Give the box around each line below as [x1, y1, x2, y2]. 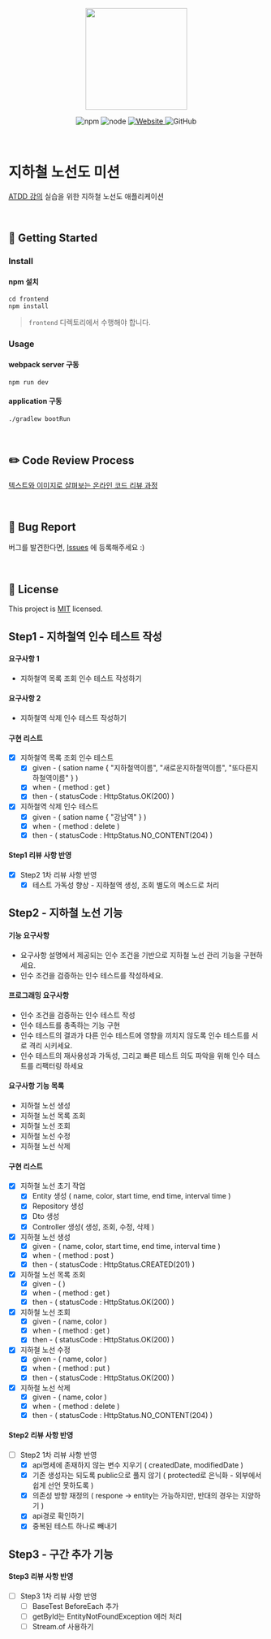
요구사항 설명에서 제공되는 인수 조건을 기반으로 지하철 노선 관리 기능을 [19, 950, 242, 960]
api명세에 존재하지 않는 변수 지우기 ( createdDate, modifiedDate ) [32, 1460, 243, 1470]
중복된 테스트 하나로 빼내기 [32, 1521, 118, 1531]
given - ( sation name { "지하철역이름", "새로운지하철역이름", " [32, 763, 233, 773]
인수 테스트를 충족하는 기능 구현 [19, 1020, 120, 1030]
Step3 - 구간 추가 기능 [8, 1547, 114, 1561]
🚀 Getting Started [8, 232, 98, 245]
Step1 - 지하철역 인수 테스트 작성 [8, 630, 162, 644]
